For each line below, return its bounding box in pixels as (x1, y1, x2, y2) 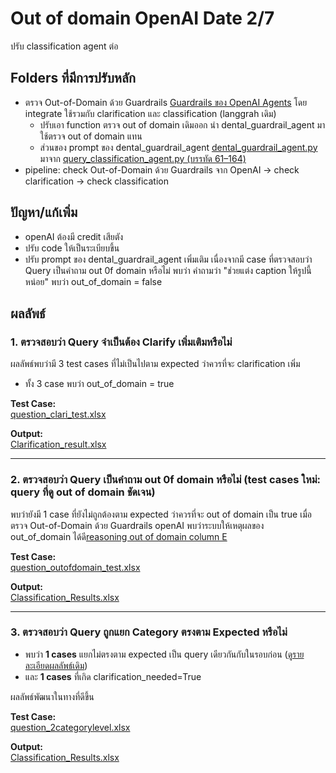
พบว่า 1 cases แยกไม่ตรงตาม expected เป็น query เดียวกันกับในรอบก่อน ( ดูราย (24, 648, 305, 660)
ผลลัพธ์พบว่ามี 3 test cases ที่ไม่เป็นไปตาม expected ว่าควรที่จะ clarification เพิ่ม (10, 358, 301, 370)
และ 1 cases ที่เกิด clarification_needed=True (24, 670, 202, 682)
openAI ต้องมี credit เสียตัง (24, 230, 124, 242)
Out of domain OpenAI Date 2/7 (10, 7, 275, 30)
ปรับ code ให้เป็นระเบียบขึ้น (24, 242, 120, 254)
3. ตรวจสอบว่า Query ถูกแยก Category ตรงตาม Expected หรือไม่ (10, 625, 288, 639)
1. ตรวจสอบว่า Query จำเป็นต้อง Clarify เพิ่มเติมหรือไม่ (10, 335, 233, 349)
